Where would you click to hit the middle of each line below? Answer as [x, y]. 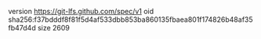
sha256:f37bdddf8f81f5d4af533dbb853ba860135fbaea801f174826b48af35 [130, 19]
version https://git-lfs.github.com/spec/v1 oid [81, 11]
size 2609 [54, 28]
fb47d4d [22, 28]
